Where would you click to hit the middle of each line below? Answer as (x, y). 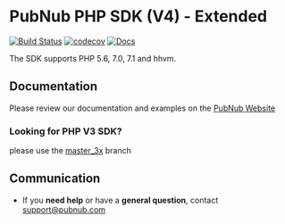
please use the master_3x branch (70, 151)
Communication (55, 179)
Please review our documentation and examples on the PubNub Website (142, 108)
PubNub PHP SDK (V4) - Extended (138, 17)
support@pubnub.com (63, 209)
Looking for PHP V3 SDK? (66, 131)
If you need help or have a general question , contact (120, 200)
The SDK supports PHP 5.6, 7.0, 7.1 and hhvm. (93, 58)
